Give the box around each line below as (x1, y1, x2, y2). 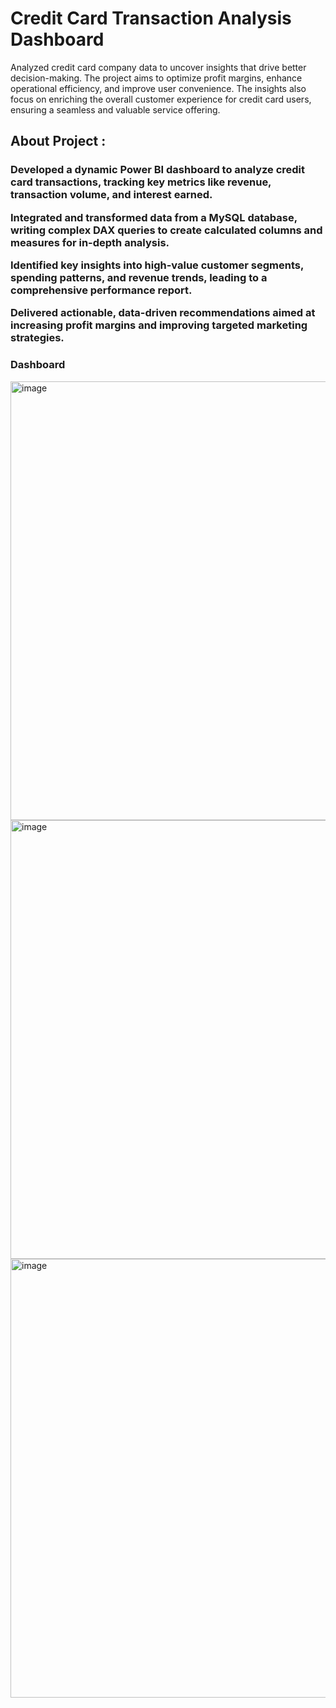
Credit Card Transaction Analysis (10, 7, 292, 30)
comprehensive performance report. (10, 283, 193, 297)
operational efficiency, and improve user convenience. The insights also (10, 82, 307, 94)
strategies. (10, 331, 65, 345)
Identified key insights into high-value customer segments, (10, 258, 304, 272)
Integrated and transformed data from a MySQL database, (10, 210, 298, 224)
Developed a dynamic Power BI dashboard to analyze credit (10, 163, 306, 177)
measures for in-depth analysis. (10, 235, 170, 249)
